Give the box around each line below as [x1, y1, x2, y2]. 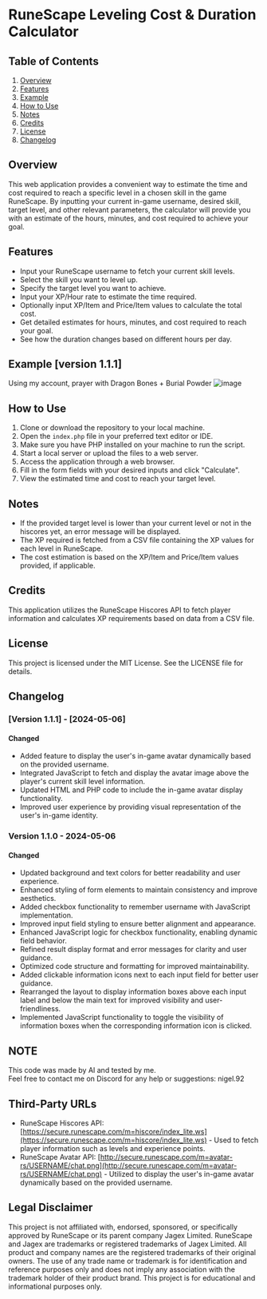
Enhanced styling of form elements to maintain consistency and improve [19, 885, 257, 895]
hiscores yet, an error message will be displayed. [19, 527, 181, 536]
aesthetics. [19, 894, 57, 903]
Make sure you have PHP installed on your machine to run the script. [19, 440, 245, 449]
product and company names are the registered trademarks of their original [8, 1247, 257, 1257]
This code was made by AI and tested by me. [8, 1066, 157, 1075]
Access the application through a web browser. [19, 457, 175, 467]
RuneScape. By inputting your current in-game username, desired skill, [8, 196, 241, 205]
